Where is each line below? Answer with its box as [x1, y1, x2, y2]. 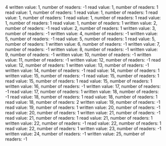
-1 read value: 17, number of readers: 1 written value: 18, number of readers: [5, 89, 159, 94]
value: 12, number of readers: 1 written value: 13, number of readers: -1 [5, 62, 150, 68]
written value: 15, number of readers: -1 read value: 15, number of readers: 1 [5, 73, 160, 78]
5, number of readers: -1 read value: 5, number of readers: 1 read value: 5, [5, 36, 156, 42]
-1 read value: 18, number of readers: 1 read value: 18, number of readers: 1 [5, 94, 158, 100]
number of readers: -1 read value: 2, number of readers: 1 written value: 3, [5, 25, 156, 31]
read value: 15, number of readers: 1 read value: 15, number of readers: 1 [5, 78, 153, 84]
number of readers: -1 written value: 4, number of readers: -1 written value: [5, 31, 158, 36]
